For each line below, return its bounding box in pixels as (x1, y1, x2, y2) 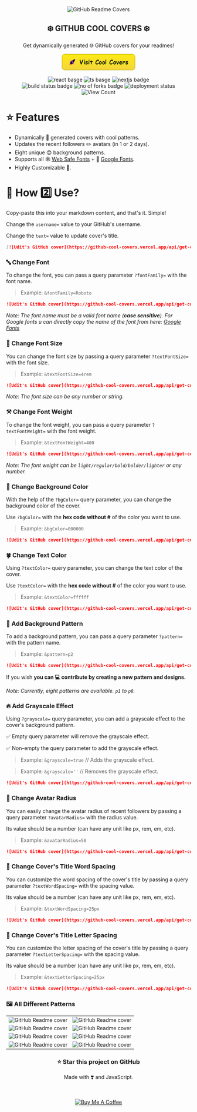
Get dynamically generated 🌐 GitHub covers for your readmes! (22, 42, 175, 49)
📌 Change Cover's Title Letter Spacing (6, 931, 117, 939)
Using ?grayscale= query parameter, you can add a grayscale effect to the (6, 715, 185, 722)
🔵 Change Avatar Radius (6, 794, 77, 802)
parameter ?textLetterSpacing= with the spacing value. (6, 950, 140, 958)
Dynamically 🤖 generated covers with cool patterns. (14, 134, 140, 141)
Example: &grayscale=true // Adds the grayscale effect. (20, 756, 154, 764)
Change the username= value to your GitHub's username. (6, 221, 142, 228)
